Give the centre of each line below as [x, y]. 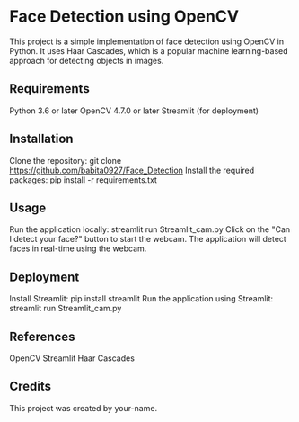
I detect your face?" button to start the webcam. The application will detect [148, 239]
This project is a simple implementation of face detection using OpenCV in [147, 41]
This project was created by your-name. [84, 408]
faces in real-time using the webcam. [78, 248]
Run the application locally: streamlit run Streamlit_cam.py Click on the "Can [150, 229]
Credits [31, 386]
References [42, 336]
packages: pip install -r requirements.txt [83, 180]
